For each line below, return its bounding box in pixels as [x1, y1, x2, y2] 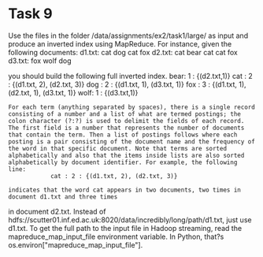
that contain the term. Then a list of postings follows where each [8, 131, 238, 139]
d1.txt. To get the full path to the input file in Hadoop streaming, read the [8, 223, 243, 233]
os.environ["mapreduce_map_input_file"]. [8, 240, 143, 249]
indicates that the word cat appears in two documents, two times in [8, 186, 242, 194]
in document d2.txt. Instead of [8, 207, 106, 216]
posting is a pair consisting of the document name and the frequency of [8, 137, 256, 146]
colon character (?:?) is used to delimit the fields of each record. [8, 117, 245, 125]
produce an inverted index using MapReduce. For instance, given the [8, 39, 232, 48]
